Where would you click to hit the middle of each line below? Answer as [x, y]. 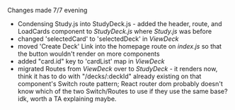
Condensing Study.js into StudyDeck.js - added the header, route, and [120, 24]
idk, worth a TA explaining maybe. [67, 99]
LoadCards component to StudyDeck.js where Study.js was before [115, 31]
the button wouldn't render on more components [89, 54]
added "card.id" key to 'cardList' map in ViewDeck [91, 61]
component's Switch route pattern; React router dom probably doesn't [120, 84]
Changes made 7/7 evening [47, 10]
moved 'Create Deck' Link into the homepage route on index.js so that [119, 46]
